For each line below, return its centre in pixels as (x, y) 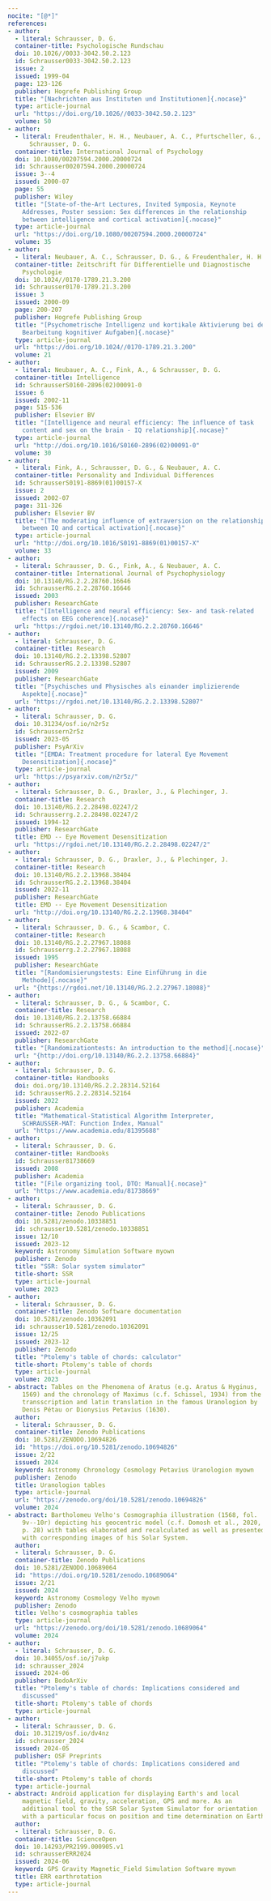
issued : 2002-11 (42, 400)
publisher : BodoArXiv (51, 1681)
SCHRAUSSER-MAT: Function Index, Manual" (93, 1123)
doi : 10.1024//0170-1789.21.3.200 (73, 280)
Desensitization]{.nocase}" (69, 762)
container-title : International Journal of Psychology (109, 152)
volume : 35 (33, 242)
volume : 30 (33, 453)
